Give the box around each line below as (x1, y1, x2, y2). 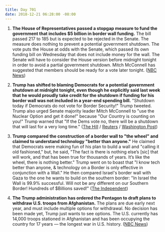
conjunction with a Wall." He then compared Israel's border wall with (12, 170, 151, 175)
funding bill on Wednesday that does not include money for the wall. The (12, 51, 160, 57)
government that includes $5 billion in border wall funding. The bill (12, 30, 151, 36)
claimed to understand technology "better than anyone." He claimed (12, 138, 155, 144)
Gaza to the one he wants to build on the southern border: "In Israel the (12, 175, 157, 181)
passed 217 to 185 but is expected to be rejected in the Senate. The (12, 35, 149, 42)
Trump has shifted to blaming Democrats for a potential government (12, 82, 155, 87)
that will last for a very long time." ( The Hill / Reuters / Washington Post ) (12, 123, 158, 129)
